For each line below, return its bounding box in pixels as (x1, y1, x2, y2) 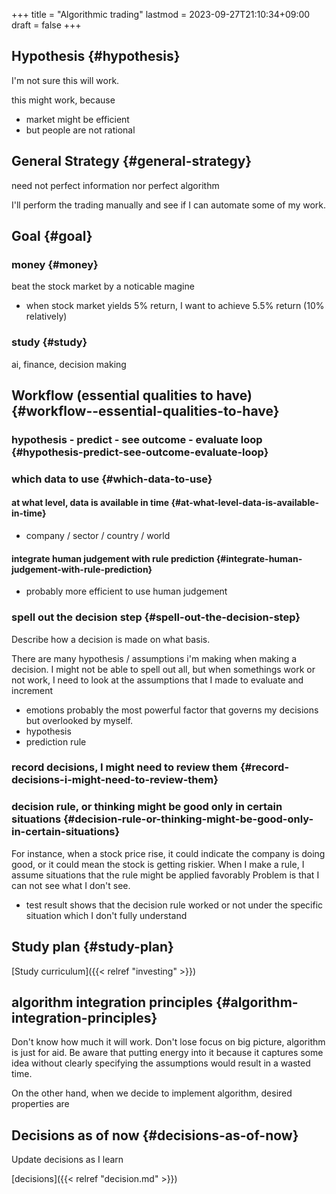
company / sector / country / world (25, 530, 171, 542)
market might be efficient (25, 113, 130, 125)
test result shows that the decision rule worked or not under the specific (25, 899, 324, 911)
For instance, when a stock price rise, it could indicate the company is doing (11, 847, 326, 859)
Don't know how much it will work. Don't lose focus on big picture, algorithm (11, 1036, 326, 1048)
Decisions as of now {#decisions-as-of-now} (11, 1127, 299, 1144)
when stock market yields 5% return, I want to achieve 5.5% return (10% (25, 300, 325, 312)
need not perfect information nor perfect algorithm (11, 179, 220, 191)
